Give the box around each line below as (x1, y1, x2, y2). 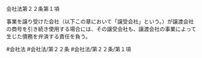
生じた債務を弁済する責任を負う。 (6, 33, 91, 40)
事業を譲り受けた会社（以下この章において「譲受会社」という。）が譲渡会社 (6, 18, 194, 25)
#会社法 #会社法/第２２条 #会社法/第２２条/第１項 (6, 45, 131, 53)
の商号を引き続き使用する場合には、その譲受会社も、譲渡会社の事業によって (6, 26, 197, 32)
